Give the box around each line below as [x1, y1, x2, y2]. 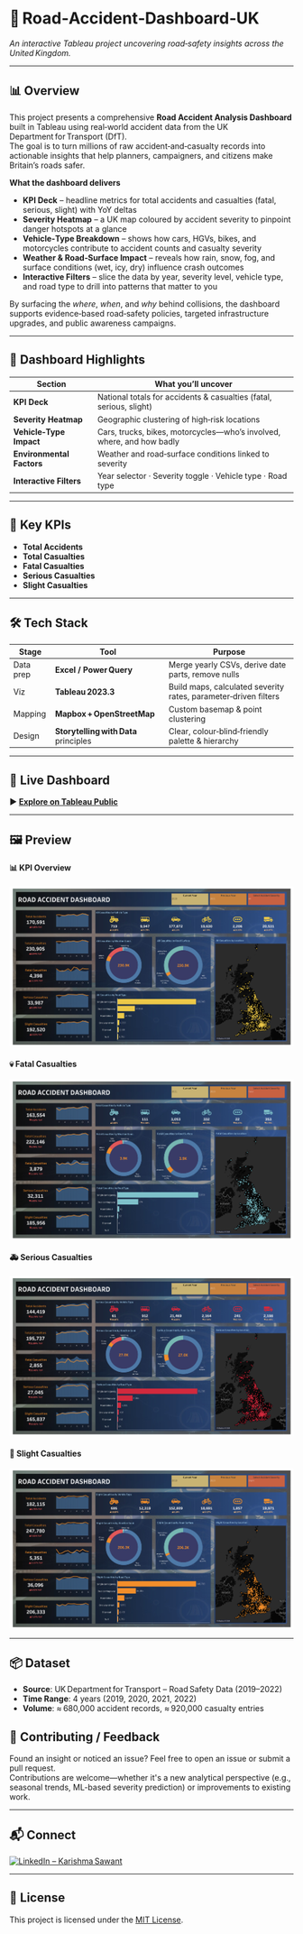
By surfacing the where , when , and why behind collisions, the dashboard [9, 298, 280, 309]
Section [36, 379, 67, 390]
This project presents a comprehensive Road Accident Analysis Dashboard [9, 112, 292, 123]
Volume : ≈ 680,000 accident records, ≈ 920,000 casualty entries [22, 1703, 264, 1714]
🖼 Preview [9, 832, 72, 847]
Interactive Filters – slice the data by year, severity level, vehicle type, [22, 271, 284, 282]
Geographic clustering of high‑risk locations [97, 414, 261, 425]
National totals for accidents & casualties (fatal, [97, 391, 272, 402]
